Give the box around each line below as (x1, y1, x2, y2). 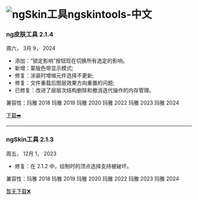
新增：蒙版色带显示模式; (14, 65, 74, 72)
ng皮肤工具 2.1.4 (6, 30, 54, 38)
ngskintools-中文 (67, 8, 152, 21)
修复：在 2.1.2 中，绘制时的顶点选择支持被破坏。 (14, 162, 133, 169)
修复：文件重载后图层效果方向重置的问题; (14, 80, 115, 87)
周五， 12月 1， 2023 (6, 150, 57, 157)
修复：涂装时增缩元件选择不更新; (14, 72, 94, 79)
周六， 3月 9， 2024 (6, 45, 56, 52)
